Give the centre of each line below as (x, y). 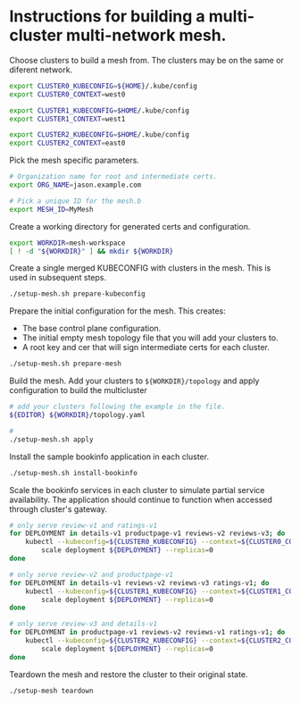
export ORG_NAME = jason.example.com (75, 185)
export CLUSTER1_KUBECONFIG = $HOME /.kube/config (100, 110)
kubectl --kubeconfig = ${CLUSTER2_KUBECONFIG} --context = (133, 641)
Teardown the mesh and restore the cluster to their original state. (129, 674)
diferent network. (41, 70)
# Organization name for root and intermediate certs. (113, 177)
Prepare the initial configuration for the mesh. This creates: (117, 311)
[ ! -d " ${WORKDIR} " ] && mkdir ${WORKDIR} (92, 251)
